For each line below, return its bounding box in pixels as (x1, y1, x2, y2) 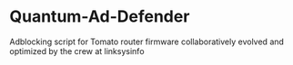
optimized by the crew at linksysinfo (9, 45, 145, 56)
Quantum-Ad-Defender (9, 6, 190, 27)
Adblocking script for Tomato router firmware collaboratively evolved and (9, 36, 285, 47)
